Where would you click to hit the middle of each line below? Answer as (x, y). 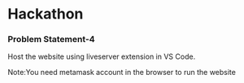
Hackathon (46, 14)
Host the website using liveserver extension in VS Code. (102, 56)
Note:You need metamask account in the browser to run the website (122, 73)
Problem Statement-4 (51, 39)
